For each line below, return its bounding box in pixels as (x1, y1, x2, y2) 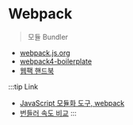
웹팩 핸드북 (19, 65, 55, 76)
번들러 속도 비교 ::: (19, 108, 77, 118)
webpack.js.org (19, 48, 70, 57)
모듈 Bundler (27, 32, 69, 41)
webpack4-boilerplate (19, 57, 93, 66)
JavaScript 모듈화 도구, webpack (19, 98, 125, 107)
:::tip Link (8, 81, 38, 92)
